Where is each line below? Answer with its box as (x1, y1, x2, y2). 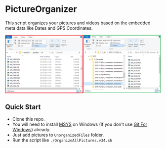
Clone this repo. (12, 116, 45, 122)
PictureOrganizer (5, 3, 78, 15)
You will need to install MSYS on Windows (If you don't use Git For (12, 121, 147, 127)
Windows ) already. (12, 126, 51, 132)
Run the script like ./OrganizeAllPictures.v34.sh (12, 137, 113, 143)
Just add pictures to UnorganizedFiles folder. (12, 132, 104, 138)
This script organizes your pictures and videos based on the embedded (5, 20, 151, 26)
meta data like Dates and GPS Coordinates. (5, 25, 93, 31)
